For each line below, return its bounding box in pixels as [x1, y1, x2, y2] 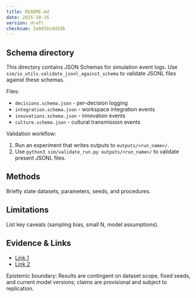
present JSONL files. [14, 154, 66, 162]
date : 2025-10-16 [6, 14, 50, 20]
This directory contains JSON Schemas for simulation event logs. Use [6, 63, 178, 71]
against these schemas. [6, 76, 65, 84]
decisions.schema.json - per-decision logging [14, 99, 128, 107]
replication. [6, 285, 34, 292]
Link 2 [14, 260, 30, 267]
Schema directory [6, 47, 75, 57]
